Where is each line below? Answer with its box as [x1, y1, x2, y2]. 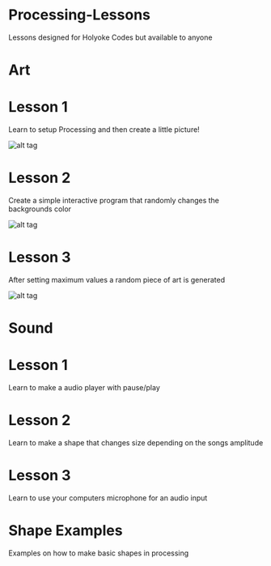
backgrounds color [8, 204, 71, 214]
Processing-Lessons [8, 6, 151, 24]
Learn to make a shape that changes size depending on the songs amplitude [8, 438, 264, 447]
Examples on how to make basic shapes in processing [8, 548, 189, 558]
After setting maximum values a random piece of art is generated [8, 274, 225, 284]
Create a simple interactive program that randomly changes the [8, 196, 220, 205]
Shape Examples [8, 521, 123, 540]
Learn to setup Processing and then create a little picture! [8, 125, 200, 134]
